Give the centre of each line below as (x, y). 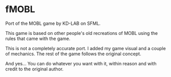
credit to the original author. (34, 69)
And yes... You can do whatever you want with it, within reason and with (81, 63)
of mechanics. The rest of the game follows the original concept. (73, 54)
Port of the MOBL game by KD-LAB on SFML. (53, 23)
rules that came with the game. (38, 38)
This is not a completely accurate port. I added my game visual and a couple (86, 48)
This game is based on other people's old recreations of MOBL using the (82, 33)
